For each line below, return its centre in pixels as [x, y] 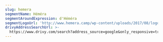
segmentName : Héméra [26, 14]
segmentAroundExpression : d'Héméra [41, 18]
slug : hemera [18, 9]
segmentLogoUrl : [21, 23]
